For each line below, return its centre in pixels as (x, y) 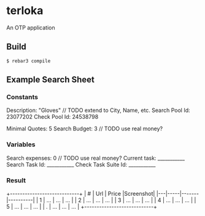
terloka (25, 11)
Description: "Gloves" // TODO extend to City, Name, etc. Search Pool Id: (98, 110)
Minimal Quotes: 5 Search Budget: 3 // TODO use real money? (85, 128)
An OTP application (31, 28)
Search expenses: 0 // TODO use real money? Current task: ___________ (96, 158)
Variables (21, 144)
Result (16, 180)
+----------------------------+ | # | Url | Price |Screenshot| (81, 194)
